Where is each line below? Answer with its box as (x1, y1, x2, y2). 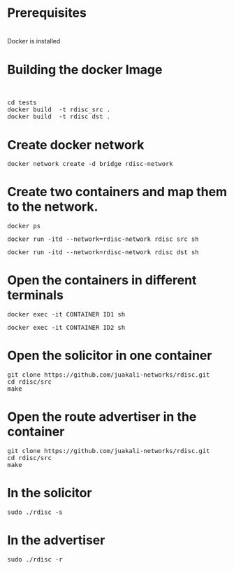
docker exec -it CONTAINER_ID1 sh (7, 310, 126, 319)
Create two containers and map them (7, 184, 228, 200)
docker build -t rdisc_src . (7, 106, 111, 113)
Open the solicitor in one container (7, 348, 212, 363)
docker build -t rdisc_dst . (7, 113, 111, 120)
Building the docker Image (7, 62, 163, 78)
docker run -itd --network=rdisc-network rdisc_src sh (7, 235, 199, 243)
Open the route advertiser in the (7, 409, 197, 425)
